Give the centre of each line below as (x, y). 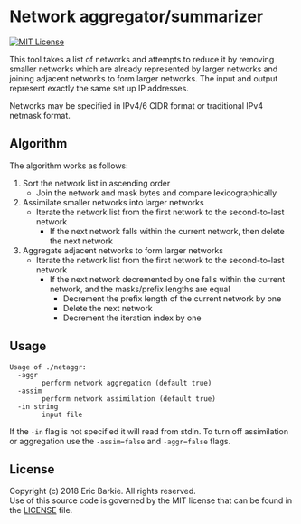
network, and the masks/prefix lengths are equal (140, 289)
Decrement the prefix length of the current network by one (172, 298)
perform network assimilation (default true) (129, 399)
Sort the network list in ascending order (96, 183)
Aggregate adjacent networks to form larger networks (123, 250)
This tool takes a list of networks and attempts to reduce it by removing (142, 59)
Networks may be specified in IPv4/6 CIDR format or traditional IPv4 (136, 105)
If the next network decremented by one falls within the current (167, 279)
